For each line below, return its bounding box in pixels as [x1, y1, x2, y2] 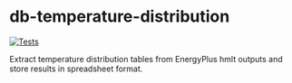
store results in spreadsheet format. [9, 63, 143, 74]
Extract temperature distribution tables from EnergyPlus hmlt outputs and [9, 53, 283, 64]
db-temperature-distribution [9, 6, 230, 27]
